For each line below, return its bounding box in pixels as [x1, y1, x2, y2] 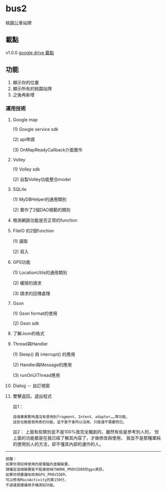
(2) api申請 [12, 136, 35, 142]
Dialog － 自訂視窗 [12, 382, 50, 389]
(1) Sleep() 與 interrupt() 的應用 [12, 351, 75, 357]
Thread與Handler [12, 340, 48, 347]
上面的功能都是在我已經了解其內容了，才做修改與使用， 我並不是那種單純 [12, 435, 161, 441]
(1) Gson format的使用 [12, 310, 58, 316]
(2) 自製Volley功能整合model [12, 176, 71, 182]
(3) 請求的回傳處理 [12, 290, 51, 296]
